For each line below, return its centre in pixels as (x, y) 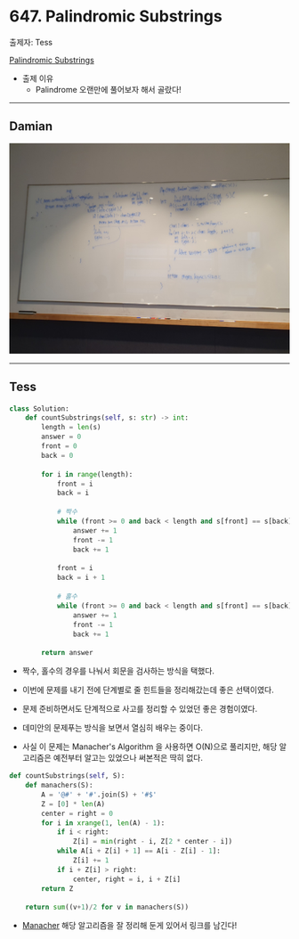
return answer (67, 653)
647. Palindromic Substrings (116, 16)
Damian (31, 127)
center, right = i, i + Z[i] (126, 879)
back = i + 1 (81, 578)
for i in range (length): (87, 474)
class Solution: (39, 408)
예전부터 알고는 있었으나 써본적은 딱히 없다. (128, 758)
